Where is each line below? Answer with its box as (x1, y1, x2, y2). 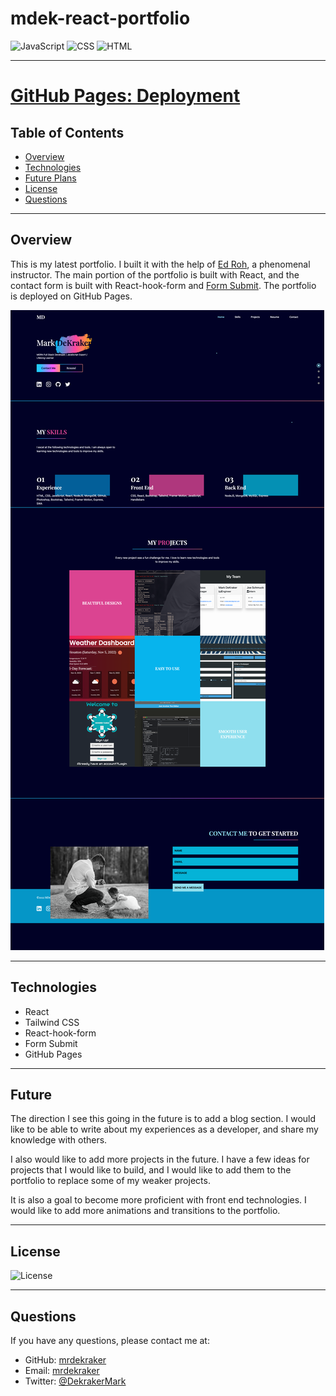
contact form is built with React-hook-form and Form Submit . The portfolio (10, 279, 317, 291)
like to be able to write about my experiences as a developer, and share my (10, 1123, 319, 1136)
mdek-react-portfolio (10, 7, 191, 30)
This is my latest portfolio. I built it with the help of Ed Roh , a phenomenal (10, 258, 311, 270)
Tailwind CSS (24, 1016, 80, 1028)
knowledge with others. (10, 1134, 108, 1146)
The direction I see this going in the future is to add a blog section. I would (10, 1113, 317, 1125)
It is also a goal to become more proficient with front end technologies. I (10, 1194, 307, 1206)
